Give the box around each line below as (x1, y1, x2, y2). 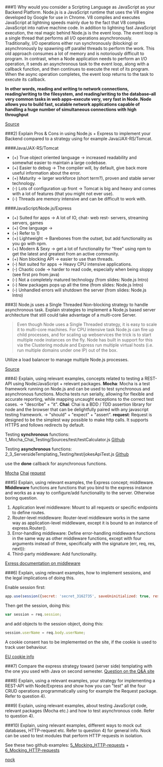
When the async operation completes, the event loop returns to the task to (5, 71, 154, 77)
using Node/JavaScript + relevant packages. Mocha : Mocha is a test (13, 381, 150, 386)
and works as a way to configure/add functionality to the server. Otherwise (5, 490, 155, 496)
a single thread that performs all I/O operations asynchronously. (5, 35, 132, 41)
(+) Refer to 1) (12, 231, 40, 236)
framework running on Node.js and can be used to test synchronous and (5, 386, 150, 392)
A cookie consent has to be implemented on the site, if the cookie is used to (5, 639, 157, 645)
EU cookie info (5, 654, 34, 660)
